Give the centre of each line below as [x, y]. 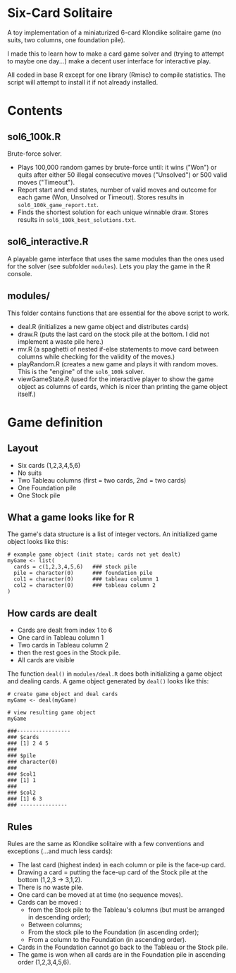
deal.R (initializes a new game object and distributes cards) [103, 326]
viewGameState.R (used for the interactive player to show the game [116, 379]
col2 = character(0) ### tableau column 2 [85, 585]
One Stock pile [39, 495]
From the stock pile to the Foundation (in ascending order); [113, 932]
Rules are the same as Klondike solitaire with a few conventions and [106, 844]
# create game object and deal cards [63, 694]
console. [20, 273]
